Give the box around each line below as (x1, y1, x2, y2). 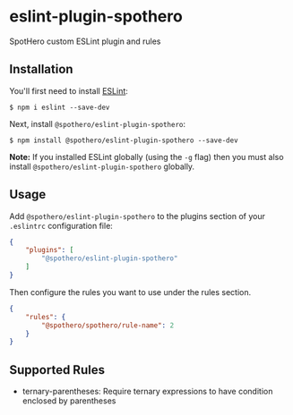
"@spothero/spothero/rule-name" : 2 (41, 320, 175, 330)
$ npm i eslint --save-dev (9, 103, 110, 112)
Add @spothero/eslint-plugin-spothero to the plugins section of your (9, 210, 266, 221)
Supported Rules (9, 362, 106, 377)
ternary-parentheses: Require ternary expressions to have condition (22, 386, 273, 397)
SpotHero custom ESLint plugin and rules (9, 36, 161, 47)
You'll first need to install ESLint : (9, 85, 128, 96)
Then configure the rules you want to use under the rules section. (9, 286, 252, 297)
